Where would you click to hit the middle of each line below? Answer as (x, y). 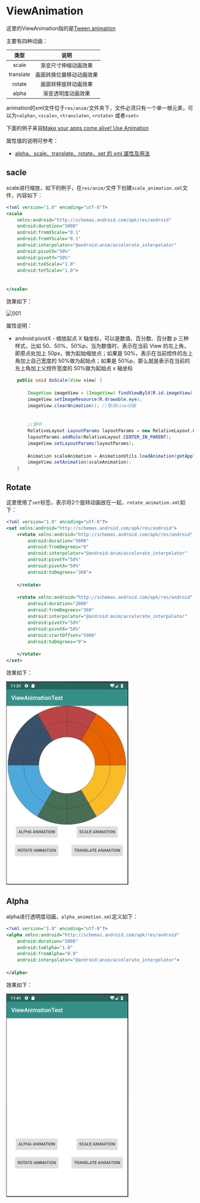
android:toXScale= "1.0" (46, 264)
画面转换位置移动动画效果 (67, 74)
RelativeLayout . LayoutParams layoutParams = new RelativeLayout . (110, 431)
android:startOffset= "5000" (62, 635)
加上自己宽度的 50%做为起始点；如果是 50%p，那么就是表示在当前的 (105, 361)
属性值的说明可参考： (32, 140)
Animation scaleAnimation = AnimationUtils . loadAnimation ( (102, 456)
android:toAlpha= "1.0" (45, 948)
